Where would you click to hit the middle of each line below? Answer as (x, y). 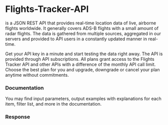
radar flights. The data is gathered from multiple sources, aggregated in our (83, 33)
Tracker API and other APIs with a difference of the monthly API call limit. (80, 64)
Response (18, 117)
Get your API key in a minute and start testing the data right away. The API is (84, 54)
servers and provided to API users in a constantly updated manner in (76, 39)
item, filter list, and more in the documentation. (53, 104)
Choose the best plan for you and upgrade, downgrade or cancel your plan (82, 69)
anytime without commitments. (37, 75)
